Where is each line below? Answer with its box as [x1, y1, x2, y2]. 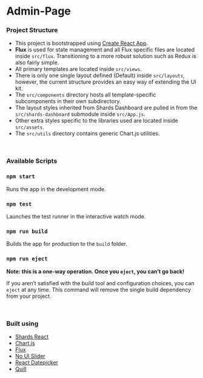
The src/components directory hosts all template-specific [15, 91, 156, 98]
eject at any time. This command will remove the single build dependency [6, 286, 191, 293]
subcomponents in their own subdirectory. [15, 98, 121, 105]
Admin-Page [6, 4, 71, 18]
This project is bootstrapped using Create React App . [15, 39, 148, 47]
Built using [6, 319, 39, 328]
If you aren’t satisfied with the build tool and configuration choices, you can [6, 279, 195, 286]
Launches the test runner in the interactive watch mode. [6, 213, 147, 220]
